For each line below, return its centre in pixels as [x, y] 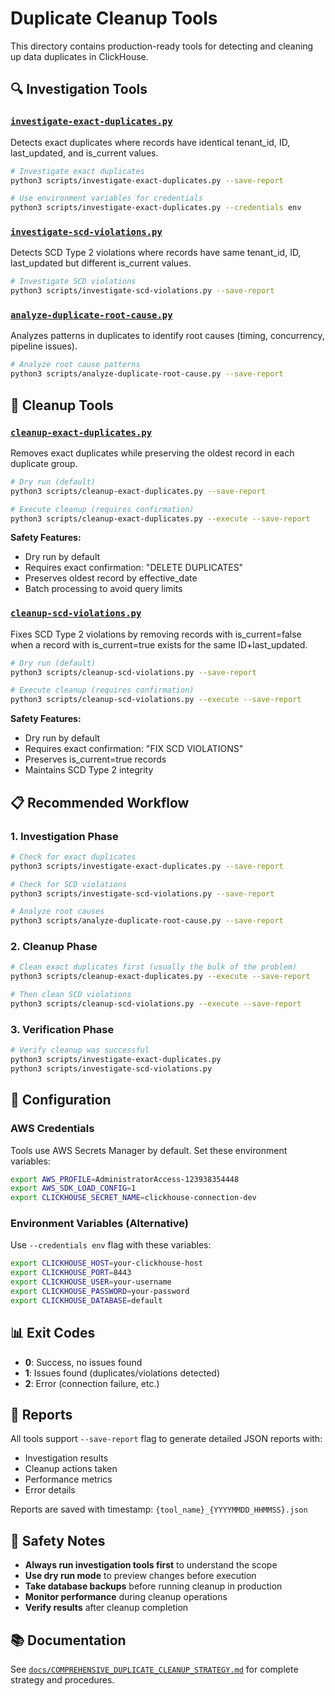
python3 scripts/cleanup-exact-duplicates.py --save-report [138, 491]
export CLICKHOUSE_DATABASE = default [86, 1300]
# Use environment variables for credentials [106, 198]
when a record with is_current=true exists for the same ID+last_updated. [159, 644]
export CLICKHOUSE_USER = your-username [91, 1282]
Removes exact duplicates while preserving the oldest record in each [152, 453]
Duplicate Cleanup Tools [114, 18]
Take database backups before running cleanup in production [153, 1586]
